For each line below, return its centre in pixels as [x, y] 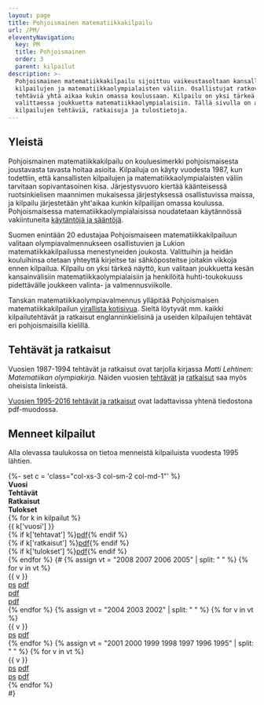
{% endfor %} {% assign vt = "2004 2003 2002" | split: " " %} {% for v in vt [131, 610]
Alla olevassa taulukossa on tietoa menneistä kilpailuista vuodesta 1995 [123, 453]
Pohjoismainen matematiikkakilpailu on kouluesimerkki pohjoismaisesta [123, 161]
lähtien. [20, 461]
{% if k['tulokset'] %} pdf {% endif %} [68, 552]
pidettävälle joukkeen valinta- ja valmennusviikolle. [90, 285]
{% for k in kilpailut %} [44, 518]
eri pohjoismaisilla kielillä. [49, 325]
